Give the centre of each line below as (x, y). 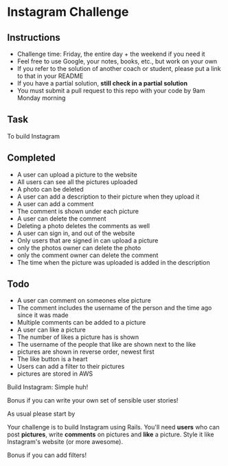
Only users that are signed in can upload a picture (88, 240)
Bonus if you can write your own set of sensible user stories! (93, 401)
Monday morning (41, 98)
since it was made (43, 315)
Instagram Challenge (68, 12)
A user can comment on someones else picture (84, 301)
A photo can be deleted (50, 189)
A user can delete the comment (61, 219)
